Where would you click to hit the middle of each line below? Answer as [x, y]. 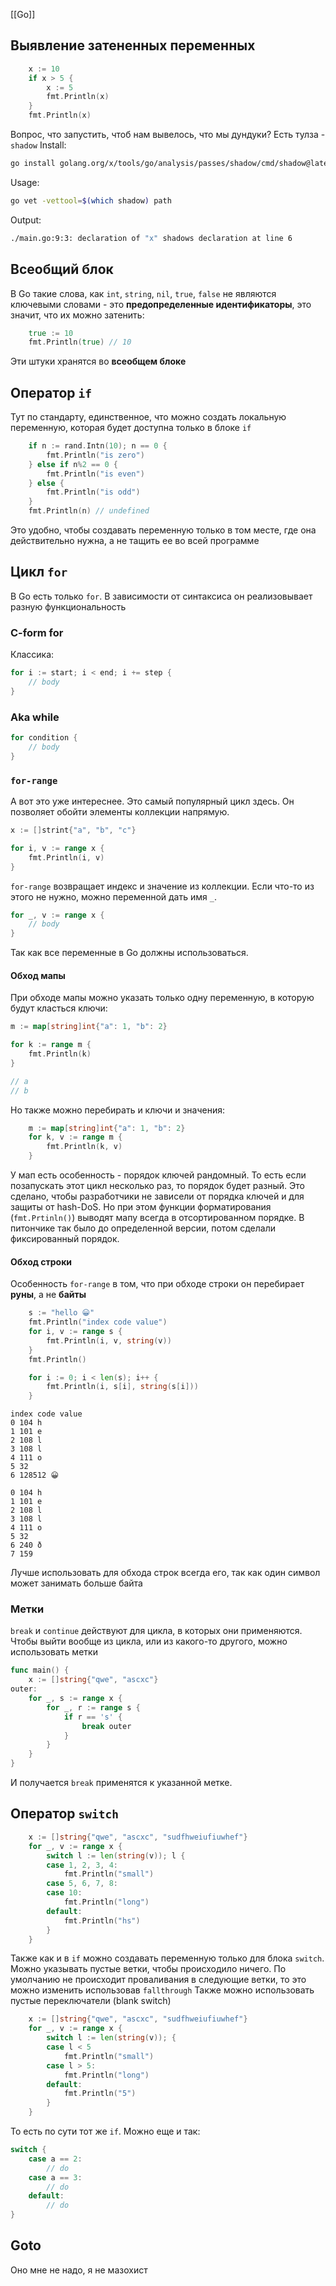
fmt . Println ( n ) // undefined [89, 511]
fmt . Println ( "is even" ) [95, 474]
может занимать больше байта [76, 1583]
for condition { [44, 738]
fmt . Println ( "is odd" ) [93, 492]
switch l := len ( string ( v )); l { [116, 1855]
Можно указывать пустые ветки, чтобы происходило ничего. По [148, 1969]
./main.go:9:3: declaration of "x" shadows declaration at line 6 [151, 238]
